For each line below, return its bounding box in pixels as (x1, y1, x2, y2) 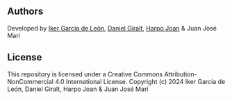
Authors (7, 6, 44, 17)
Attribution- (164, 69, 197, 78)
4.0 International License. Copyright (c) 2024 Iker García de (55, 77, 226, 85)
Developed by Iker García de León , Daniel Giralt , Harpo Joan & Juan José (7, 24, 217, 32)
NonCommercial (7, 77, 54, 85)
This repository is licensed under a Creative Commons (7, 69, 163, 78)
